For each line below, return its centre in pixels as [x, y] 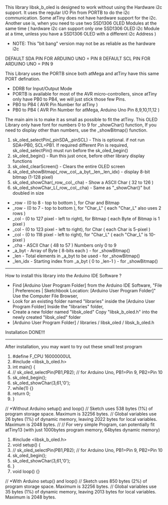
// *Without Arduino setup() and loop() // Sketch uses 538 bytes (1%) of [79, 408]
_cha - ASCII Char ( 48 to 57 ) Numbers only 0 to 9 [64, 245]
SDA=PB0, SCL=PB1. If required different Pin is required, [70, 145]
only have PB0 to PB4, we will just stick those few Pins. [69, 99]
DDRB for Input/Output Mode [42, 89]
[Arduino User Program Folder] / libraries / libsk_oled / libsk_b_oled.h [83, 323]
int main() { [24, 367]
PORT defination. [23, 79]
